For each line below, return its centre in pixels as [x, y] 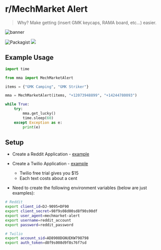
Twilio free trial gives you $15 [49, 173]
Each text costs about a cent [48, 178]
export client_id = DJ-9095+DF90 [37, 207]
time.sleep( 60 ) [38, 118]
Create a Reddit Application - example [51, 154]
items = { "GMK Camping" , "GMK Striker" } [47, 87]
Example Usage [29, 58]
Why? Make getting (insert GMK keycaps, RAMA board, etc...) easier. [87, 23]
